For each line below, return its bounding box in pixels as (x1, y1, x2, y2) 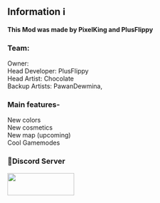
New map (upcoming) (7, 131, 71, 140)
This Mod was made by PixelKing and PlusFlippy (7, 25, 154, 33)
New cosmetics (7, 123, 53, 132)
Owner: (7, 59, 29, 68)
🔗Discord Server (7, 156, 65, 166)
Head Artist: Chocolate (7, 74, 75, 83)
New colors (7, 116, 41, 125)
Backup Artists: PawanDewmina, (7, 82, 103, 90)
